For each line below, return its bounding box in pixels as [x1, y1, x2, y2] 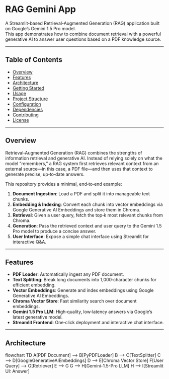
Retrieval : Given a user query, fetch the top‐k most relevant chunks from [12, 212, 163, 218]
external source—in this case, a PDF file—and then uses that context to [5, 166, 153, 172]
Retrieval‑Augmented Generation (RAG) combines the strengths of [5, 149, 142, 156]
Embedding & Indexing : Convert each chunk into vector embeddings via [12, 201, 163, 207]
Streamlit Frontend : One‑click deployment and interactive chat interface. [12, 320, 164, 326]
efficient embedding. [12, 282, 56, 288]
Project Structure [12, 96, 48, 102]
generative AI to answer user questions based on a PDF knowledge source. [5, 36, 161, 42]
